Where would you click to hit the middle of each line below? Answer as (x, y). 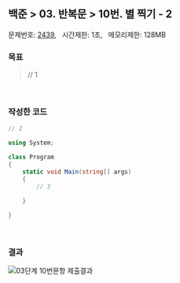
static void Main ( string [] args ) (77, 172)
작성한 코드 (28, 112)
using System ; (31, 143)
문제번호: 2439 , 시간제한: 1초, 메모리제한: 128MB (87, 35)
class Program (31, 157)
